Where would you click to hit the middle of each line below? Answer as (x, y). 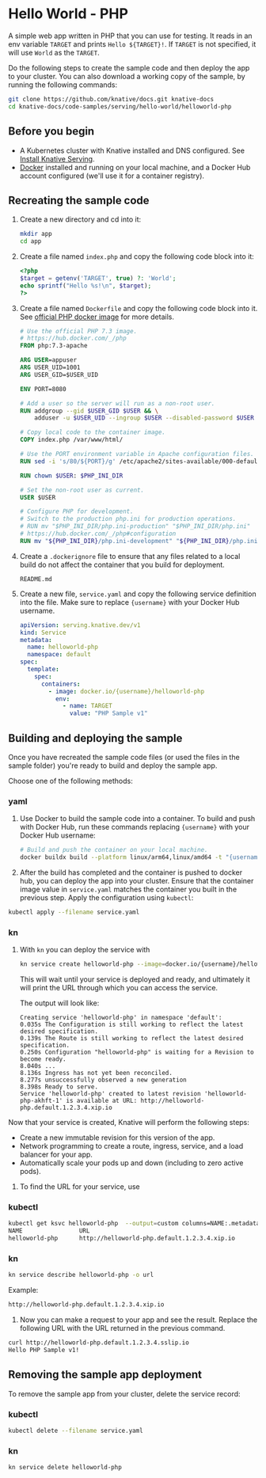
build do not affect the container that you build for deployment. (122, 564)
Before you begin (51, 131)
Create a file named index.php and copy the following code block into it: (137, 256)
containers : (61, 684)
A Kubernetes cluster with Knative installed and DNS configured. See (132, 150)
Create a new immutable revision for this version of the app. (117, 1138)
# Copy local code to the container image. (93, 432)
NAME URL (49, 1231)
